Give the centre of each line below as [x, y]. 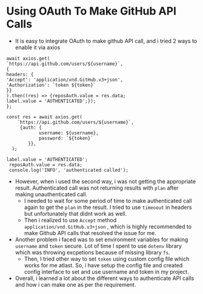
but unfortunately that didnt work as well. [75, 213]
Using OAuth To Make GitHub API [92, 11]
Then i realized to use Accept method [70, 220]
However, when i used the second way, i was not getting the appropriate [105, 181]
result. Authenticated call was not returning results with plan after [97, 188]
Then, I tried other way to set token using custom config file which [107, 259]
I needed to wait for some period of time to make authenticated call [108, 200]
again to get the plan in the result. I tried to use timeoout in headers [108, 207]
